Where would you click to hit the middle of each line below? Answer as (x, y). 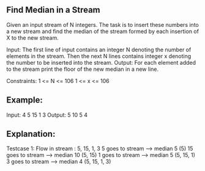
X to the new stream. (33, 38)
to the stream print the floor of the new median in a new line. (83, 69)
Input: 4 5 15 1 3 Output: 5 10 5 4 (47, 115)
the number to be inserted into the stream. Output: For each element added (101, 62)
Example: (24, 100)
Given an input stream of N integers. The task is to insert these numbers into (102, 24)
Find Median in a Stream (53, 10)
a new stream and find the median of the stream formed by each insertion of (102, 31)
